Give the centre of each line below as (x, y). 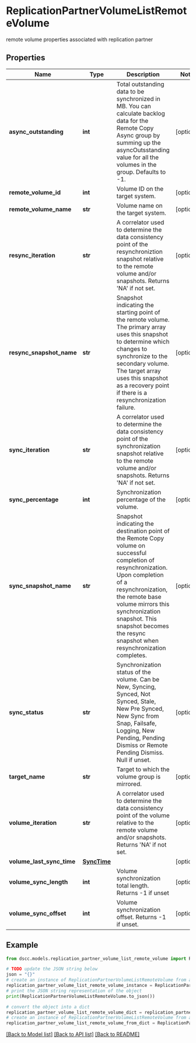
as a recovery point (143, 385)
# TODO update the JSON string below (52, 969)
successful (132, 553)
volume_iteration (33, 822)
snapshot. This (137, 618)
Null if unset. (134, 760)
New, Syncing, (136, 687)
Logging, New (136, 731)
